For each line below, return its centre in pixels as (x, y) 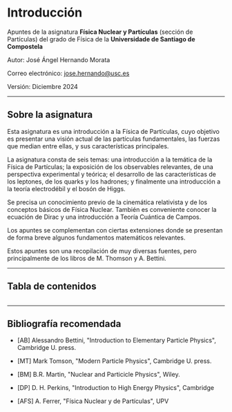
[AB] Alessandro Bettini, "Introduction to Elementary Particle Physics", (116, 340)
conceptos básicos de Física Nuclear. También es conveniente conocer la (112, 209)
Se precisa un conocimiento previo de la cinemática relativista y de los (107, 202)
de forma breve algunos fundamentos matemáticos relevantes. (96, 237)
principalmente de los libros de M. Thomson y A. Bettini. (87, 258)
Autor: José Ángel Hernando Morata (59, 59)
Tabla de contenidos (52, 287)
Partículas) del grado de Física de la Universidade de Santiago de (101, 39)
